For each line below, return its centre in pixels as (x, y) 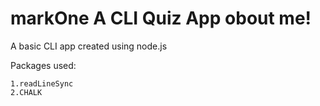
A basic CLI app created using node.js (89, 46)
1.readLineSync (42, 83)
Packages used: (43, 65)
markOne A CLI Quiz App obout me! (161, 18)
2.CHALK (26, 92)
